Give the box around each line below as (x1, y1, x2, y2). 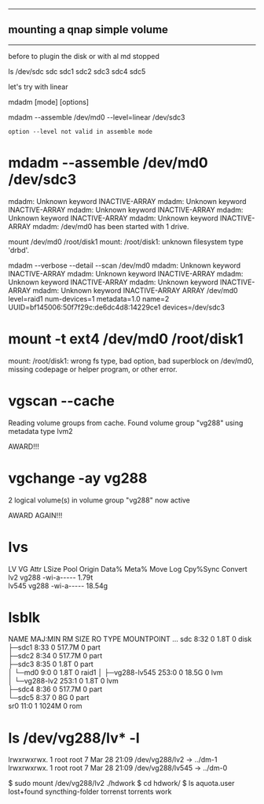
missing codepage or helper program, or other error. (8, 364, 178, 374)
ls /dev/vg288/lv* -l (8, 729, 140, 747)
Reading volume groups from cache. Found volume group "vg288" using (8, 418, 244, 428)
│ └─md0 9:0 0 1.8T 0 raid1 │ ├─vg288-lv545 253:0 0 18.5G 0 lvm (8, 668, 223, 677)
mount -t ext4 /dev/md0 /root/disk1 (8, 330, 244, 347)
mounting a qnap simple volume (8, 23, 169, 36)
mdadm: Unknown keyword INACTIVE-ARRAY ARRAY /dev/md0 (32, 285, 238, 295)
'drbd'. (8, 245, 30, 254)
